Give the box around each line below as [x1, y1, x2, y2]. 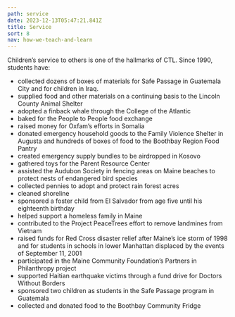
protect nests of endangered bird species [17, 174, 139, 183]
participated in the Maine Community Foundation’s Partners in [17, 256, 197, 265]
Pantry [17, 144, 37, 153]
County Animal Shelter [17, 99, 83, 108]
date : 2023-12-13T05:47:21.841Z [7, 17, 102, 24]
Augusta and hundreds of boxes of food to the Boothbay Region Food [17, 137, 220, 145]
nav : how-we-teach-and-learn [7, 37, 93, 44]
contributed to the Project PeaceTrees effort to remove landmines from [17, 219, 223, 228]
